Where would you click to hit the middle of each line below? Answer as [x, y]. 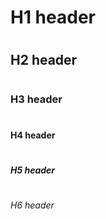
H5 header [33, 170]
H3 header [36, 99]
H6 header [32, 205]
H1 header [53, 17]
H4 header [33, 135]
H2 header [44, 60]
